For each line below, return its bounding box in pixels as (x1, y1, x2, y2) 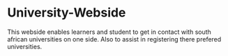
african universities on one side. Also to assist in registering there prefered (7, 35, 222, 43)
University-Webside (7, 5, 126, 21)
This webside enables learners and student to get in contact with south (7, 28, 211, 36)
